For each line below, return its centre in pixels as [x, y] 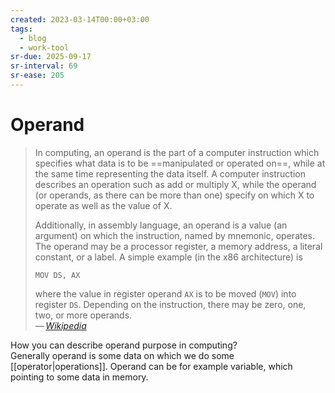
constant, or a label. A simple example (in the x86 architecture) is [168, 257]
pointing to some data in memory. [79, 377]
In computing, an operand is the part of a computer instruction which [177, 152]
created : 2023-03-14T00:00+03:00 [80, 19]
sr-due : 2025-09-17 [51, 57]
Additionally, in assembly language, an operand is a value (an [161, 225]
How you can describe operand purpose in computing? [124, 345]
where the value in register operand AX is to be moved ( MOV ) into [165, 293]
